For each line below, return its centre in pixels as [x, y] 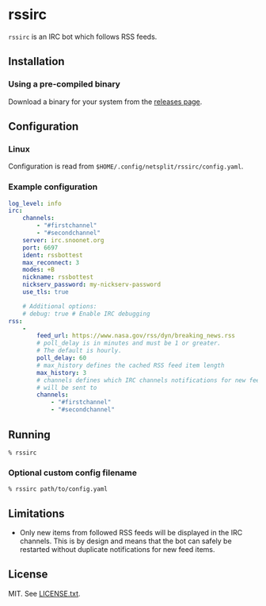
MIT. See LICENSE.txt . [44, 593]
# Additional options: [60, 306]
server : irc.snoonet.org [63, 240]
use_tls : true [46, 292]
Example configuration [53, 187]
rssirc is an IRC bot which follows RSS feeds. [83, 37]
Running [30, 434]
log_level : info [35, 203]
